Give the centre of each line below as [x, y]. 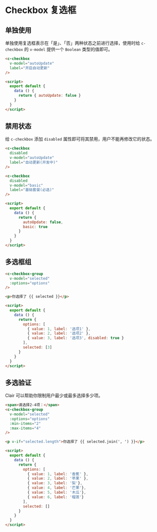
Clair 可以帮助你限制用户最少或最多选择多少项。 [54, 396]
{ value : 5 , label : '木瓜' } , [57, 493]
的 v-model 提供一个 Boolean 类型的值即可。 [68, 49]
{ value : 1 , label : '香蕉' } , [58, 474]
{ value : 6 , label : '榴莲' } [55, 497]
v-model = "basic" [26, 185]
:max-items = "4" [25, 428]
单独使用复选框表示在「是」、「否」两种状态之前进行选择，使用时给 [73, 43]
